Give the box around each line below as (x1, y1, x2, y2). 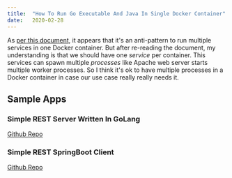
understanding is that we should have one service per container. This (7, 50, 206, 59)
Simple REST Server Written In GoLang (7, 114, 141, 124)
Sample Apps (7, 93, 67, 105)
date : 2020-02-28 (7, 17, 64, 24)
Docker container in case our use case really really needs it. (7, 73, 179, 81)
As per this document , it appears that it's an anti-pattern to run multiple (7, 36, 212, 44)
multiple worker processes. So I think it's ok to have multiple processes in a (7, 66, 224, 74)
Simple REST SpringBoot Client (7, 147, 114, 157)
